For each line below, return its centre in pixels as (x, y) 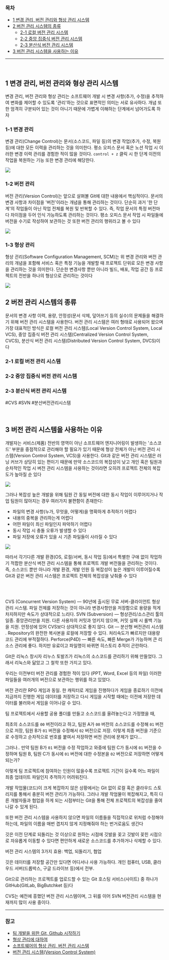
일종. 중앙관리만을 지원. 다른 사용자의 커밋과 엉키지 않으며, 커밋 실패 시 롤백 (79, 620)
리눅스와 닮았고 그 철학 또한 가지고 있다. (53, 662)
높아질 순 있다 (28, 474)
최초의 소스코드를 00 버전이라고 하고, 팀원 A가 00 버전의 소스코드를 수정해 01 (80, 724)
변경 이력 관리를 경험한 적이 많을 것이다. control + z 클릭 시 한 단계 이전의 (88, 154)
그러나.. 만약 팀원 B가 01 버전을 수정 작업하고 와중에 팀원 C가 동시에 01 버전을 (81, 747)
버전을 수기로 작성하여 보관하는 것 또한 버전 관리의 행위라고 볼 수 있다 (73, 221)
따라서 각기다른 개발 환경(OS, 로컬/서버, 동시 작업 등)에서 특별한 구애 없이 (77, 557)
